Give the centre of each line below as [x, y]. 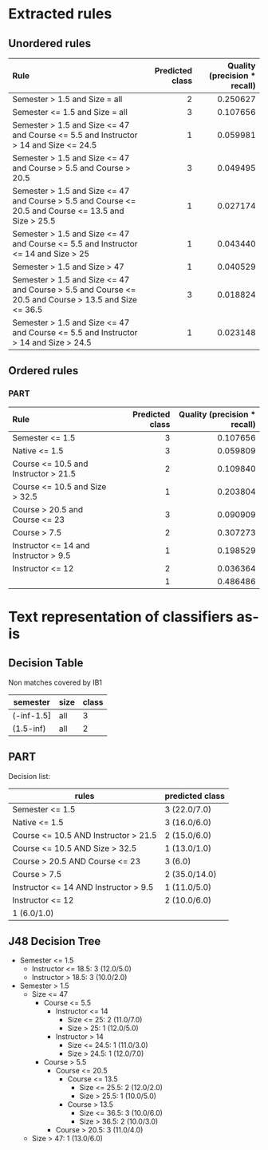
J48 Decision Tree [55, 941]
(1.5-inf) [29, 729]
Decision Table [46, 663]
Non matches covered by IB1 [55, 682]
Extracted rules [60, 14]
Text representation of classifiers [121, 616]
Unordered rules [50, 43]
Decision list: [29, 776]
